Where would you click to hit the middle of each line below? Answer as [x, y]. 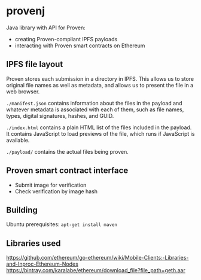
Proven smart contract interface [67, 171]
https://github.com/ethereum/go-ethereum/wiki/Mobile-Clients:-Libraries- [98, 258]
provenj [26, 11]
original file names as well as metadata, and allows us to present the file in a [100, 85]
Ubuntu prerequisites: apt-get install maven [62, 224]
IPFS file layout [35, 64]
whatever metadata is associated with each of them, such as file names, [95, 109]
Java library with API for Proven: [46, 28]
